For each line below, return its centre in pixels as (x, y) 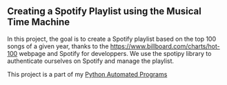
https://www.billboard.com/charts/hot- (165, 46)
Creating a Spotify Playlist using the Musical (104, 11)
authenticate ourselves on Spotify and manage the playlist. (91, 61)
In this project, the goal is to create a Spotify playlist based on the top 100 (111, 39)
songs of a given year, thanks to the (58, 46)
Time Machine (39, 22)
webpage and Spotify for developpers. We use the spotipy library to (115, 53)
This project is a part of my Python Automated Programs (87, 74)
